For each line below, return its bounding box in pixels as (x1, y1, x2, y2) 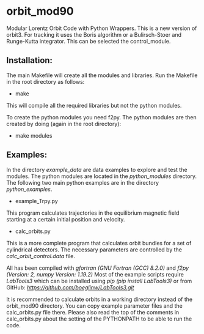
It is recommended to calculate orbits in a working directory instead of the (6, 295, 193, 303)
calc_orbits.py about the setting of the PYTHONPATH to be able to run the (6, 315, 192, 322)
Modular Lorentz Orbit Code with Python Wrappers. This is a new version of (6, 24, 197, 32)
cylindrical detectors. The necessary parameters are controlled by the (6, 246, 182, 253)
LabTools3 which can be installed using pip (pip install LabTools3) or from (6, 277, 192, 284)
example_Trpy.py (15, 197, 58, 204)
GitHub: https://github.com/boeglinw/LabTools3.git (6, 283, 134, 291)
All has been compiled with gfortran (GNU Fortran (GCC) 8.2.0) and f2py (6, 264, 189, 272)
